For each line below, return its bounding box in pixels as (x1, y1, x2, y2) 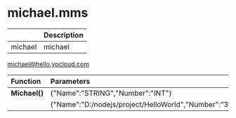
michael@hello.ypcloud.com (7, 59, 90, 68)
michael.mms (7, 5, 88, 21)
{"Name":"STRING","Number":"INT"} (50, 88, 172, 98)
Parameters (50, 76, 91, 86)
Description (43, 30, 84, 40)
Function (11, 76, 41, 86)
